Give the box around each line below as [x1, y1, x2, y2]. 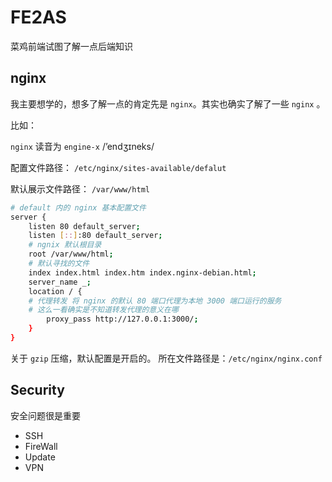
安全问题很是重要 [10, 409, 81, 421]
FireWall [24, 440, 58, 452]
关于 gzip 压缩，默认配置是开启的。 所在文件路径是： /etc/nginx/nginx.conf [10, 352, 323, 364]
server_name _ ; [28, 277, 92, 287]
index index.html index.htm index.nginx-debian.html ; [28, 267, 257, 278]
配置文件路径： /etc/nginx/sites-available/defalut [10, 161, 227, 173]
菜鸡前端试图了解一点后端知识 [10, 40, 133, 52]
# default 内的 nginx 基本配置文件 [10, 202, 147, 213]
